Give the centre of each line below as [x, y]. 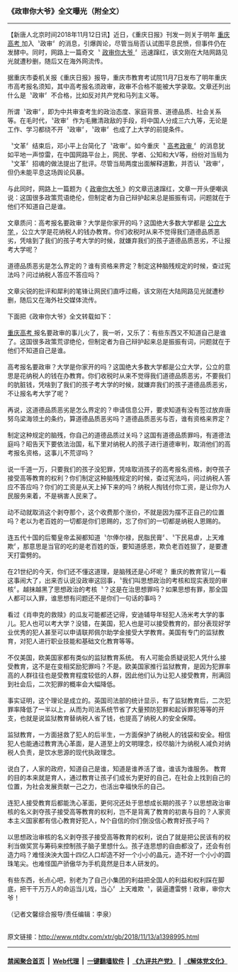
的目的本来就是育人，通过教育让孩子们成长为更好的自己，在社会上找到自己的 [119, 778]
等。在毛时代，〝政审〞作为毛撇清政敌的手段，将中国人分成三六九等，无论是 [118, 121]
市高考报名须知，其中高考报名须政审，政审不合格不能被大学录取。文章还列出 [119, 86]
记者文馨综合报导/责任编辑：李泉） [64, 914]
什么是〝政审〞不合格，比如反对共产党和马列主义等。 [85, 95]
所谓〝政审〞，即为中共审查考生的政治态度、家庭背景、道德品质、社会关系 [114, 112]
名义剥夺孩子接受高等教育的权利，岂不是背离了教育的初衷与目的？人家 [122, 812]
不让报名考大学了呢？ [38, 393]
